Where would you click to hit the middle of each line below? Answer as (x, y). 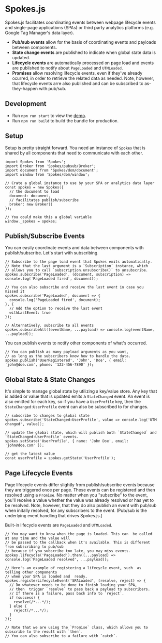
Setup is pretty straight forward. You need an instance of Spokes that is (75, 148)
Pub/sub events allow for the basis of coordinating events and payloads (84, 42)
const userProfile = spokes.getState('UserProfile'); (60, 458)
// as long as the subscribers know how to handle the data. (68, 356)
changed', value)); (25, 424)
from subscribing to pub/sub (34, 547)
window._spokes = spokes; (31, 221)
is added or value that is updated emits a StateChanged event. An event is (77, 396)
